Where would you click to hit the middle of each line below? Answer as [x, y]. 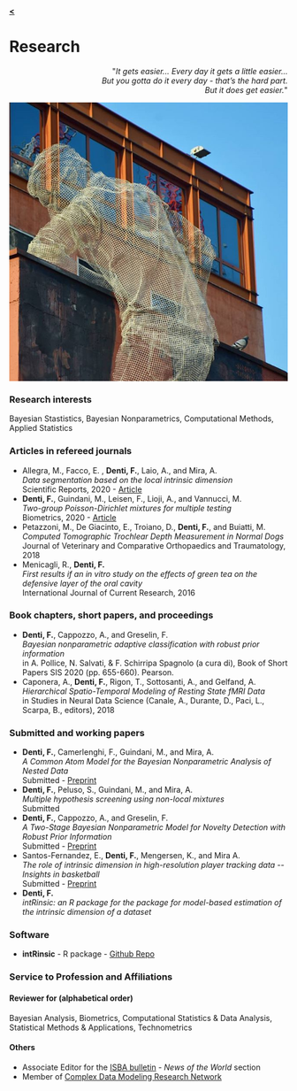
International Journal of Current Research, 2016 [109, 592]
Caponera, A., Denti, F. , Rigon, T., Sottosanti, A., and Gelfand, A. [139, 681]
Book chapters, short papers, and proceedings [111, 615]
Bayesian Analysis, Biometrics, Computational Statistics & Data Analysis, [141, 1018]
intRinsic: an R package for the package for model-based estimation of [152, 903]
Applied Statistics [41, 428]
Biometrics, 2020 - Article [69, 517]
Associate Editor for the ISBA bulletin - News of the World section [141, 1067]
